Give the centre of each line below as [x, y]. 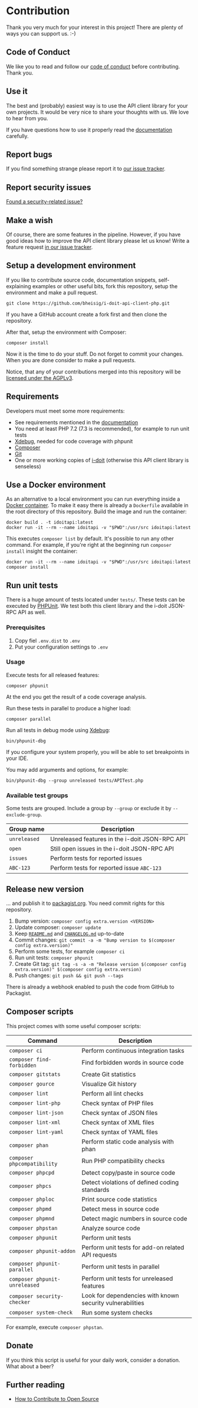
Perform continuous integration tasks [133, 1051]
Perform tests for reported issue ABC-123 [106, 868]
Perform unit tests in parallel [121, 1267]
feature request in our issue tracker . [49, 247]
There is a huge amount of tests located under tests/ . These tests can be [96, 600]
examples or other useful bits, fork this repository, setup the [105, 286]
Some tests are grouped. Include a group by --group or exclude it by [89, 808]
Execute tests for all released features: [53, 675]
